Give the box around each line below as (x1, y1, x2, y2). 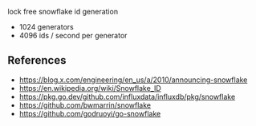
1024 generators (18, 22, 74, 31)
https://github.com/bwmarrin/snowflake (18, 100, 152, 110)
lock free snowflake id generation (7, 7, 118, 16)
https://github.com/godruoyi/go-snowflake (18, 108, 161, 118)
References (7, 53, 67, 67)
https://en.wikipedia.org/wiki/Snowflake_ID (18, 83, 161, 93)
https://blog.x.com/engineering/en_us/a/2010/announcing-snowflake (18, 75, 248, 85)
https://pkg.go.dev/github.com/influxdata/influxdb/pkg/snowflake (18, 92, 236, 101)
